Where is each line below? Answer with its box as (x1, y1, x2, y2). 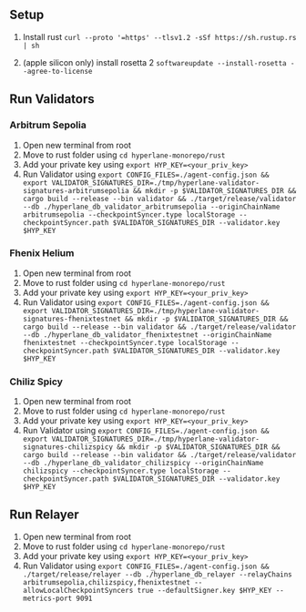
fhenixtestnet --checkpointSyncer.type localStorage (22, 338, 228, 347)
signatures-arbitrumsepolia (22, 186, 129, 195)
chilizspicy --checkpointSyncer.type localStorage (22, 466, 219, 476)
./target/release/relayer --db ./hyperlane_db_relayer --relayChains (22, 569, 293, 579)
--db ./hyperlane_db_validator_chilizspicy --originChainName (22, 459, 264, 468)
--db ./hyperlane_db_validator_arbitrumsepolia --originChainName (22, 202, 280, 211)
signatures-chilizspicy (22, 443, 114, 452)
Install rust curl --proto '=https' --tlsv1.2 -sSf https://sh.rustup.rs (22, 31, 297, 42)
